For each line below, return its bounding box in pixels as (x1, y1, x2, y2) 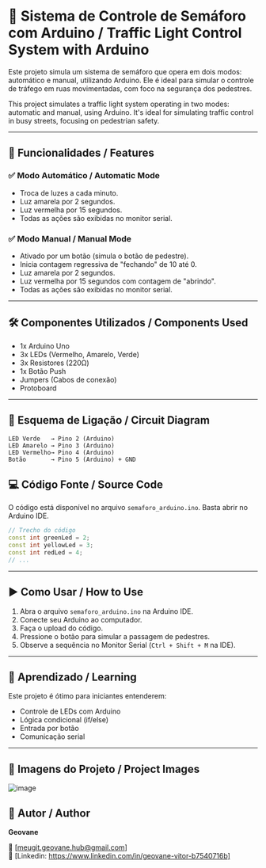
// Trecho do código (8, 527, 77, 535)
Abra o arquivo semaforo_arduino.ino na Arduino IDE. (19, 606, 194, 616)
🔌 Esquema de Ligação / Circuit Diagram (8, 413, 210, 427)
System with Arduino (8, 41, 150, 59)
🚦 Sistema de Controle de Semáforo (8, 7, 247, 25)
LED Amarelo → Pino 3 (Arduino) (8, 441, 115, 450)
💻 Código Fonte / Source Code (8, 478, 164, 491)
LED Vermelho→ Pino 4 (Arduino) (8, 448, 115, 456)
